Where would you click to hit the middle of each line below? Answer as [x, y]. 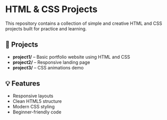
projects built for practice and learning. [46, 28]
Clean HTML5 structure [37, 101]
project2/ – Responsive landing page [51, 62]
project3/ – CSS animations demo [48, 67]
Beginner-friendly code [37, 112]
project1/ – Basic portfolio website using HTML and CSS [71, 57]
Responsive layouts [33, 96]
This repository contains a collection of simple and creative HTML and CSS [84, 23]
